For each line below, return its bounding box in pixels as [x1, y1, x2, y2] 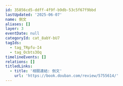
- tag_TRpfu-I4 [10, 45, 42, 50]
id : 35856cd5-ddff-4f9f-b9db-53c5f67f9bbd [5, 7, 96, 13]
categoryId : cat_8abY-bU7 [5, 36, 60, 41]
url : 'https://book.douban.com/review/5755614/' [14, 73, 119, 78]
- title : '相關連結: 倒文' [10, 69, 62, 74]
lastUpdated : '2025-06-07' [5, 12, 62, 17]
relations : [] [5, 59, 35, 64]
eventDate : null [5, 31, 39, 36]
